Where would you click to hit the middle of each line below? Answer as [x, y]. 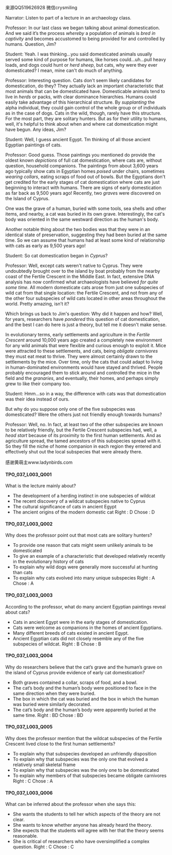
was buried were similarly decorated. [52, 704]
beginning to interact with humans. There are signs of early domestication [83, 187]
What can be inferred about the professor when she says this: [71, 804]
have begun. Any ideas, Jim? [36, 129]
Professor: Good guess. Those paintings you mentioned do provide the [80, 155]
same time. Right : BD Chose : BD [48, 715]
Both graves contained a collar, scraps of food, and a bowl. [75, 682]
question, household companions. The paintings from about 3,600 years [82, 166]
